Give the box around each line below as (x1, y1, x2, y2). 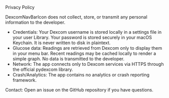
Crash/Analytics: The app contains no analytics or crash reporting (12, 72, 150, 77)
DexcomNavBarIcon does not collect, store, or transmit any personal (5, 14, 148, 20)
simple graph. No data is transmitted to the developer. (12, 56, 125, 62)
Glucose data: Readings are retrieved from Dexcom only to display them (12, 45, 162, 51)
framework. (12, 77, 37, 83)
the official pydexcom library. (12, 66, 73, 72)
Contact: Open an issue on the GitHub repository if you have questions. (5, 87, 154, 92)
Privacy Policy (5, 5, 35, 10)
